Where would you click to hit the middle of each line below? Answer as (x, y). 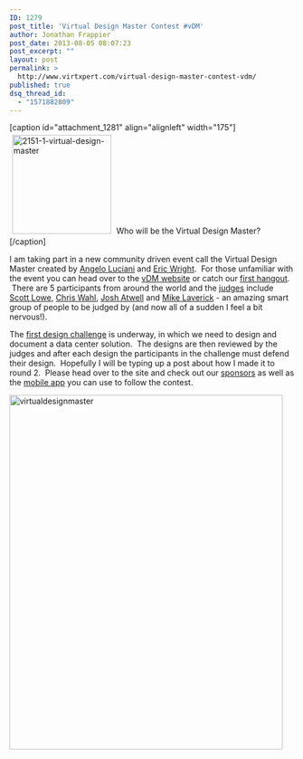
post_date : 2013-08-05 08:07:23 (70, 43)
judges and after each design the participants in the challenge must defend (149, 354)
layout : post (34, 60)
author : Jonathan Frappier (60, 34)
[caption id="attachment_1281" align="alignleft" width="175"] (123, 128)
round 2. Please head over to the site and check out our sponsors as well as (152, 373)
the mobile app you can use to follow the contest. (101, 383)
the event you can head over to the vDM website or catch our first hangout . (150, 279)
